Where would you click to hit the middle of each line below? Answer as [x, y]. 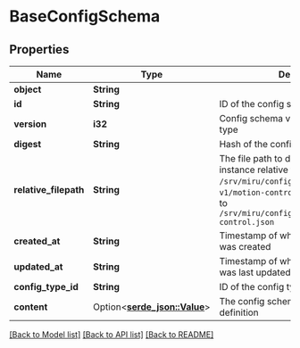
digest [28, 144]
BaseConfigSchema [85, 17]
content [31, 307]
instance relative [254, 170]
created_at [37, 241]
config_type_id [46, 287]
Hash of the [244, 144]
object [28, 89]
